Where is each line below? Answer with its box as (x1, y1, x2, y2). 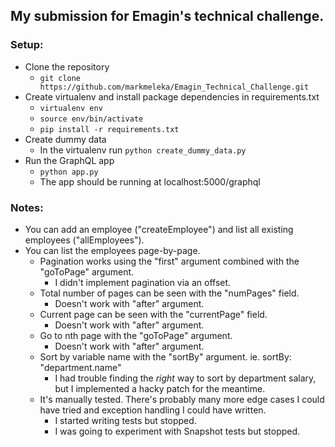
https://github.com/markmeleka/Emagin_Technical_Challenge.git (39, 82, 310, 92)
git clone (39, 73, 82, 83)
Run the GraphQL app (24, 154, 115, 166)
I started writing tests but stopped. (54, 414, 197, 426)
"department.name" (39, 361, 122, 373)
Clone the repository (24, 60, 110, 73)
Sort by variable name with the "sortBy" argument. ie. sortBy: (39, 350, 292, 363)
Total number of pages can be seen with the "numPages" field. (39, 287, 300, 299)
